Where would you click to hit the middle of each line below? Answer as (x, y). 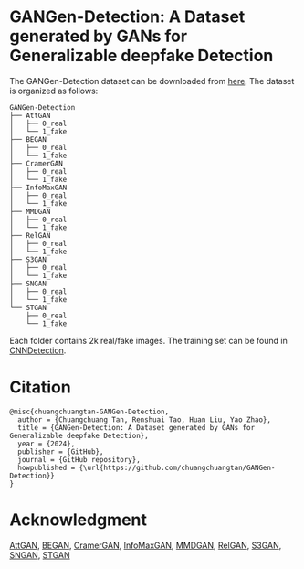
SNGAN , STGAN (40, 554)
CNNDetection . (38, 350)
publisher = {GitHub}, (61, 451)
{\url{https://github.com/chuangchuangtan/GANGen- (177, 467)
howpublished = (47, 467)
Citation (40, 387)
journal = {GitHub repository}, (79, 459)
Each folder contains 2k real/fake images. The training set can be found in (148, 340)
